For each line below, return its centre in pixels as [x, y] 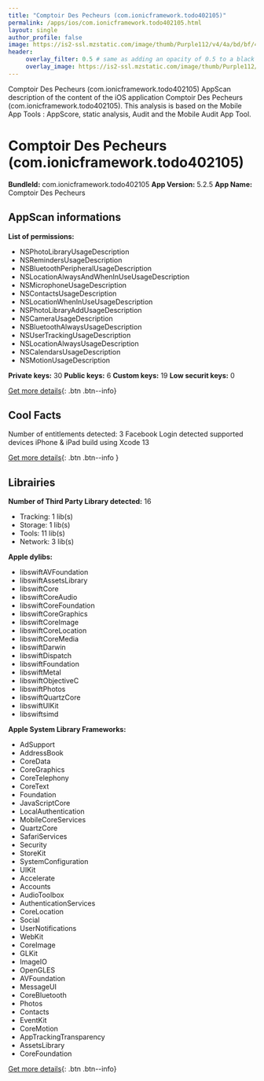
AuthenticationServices [57, 903]
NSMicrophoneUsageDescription [73, 285]
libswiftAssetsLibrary [53, 581]
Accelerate [37, 878]
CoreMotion [39, 1029]
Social [29, 920]
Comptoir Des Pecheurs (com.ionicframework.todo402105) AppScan [120, 89]
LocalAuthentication [52, 811]
